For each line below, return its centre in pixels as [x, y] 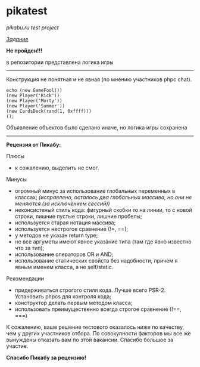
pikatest [27, 11]
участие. [17, 346]
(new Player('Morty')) [34, 101]
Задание [17, 39]
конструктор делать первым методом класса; [74, 303]
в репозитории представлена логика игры [60, 62]
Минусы [16, 179]
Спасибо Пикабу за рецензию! [46, 357]
